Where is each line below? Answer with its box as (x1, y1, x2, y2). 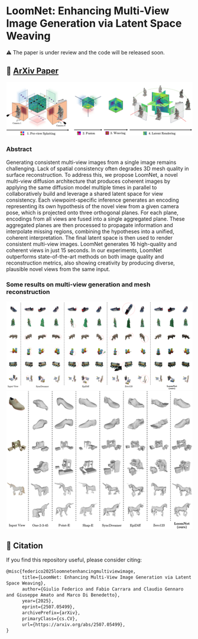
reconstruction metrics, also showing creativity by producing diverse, (6, 259, 176, 266)
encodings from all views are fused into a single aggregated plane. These (6, 215, 185, 222)
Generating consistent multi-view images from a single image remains (6, 159, 177, 166)
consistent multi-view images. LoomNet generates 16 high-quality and (6, 240, 177, 247)
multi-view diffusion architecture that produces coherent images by (6, 177, 170, 185)
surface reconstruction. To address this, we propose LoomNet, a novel (6, 171, 178, 178)
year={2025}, (21, 598, 54, 604)
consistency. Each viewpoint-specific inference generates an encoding (6, 196, 179, 204)
